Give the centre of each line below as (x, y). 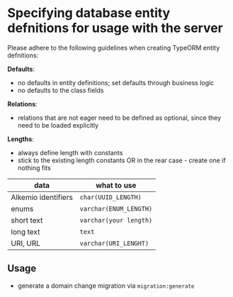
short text (27, 220)
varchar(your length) (116, 220)
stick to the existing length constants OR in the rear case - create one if (121, 160)
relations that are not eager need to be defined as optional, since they (119, 118)
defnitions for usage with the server (115, 28)
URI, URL (26, 243)
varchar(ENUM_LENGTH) (116, 208)
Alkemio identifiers (42, 197)
